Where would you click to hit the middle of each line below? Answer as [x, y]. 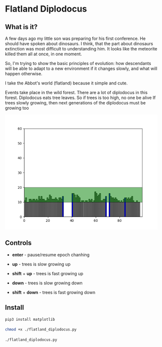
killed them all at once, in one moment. [44, 54]
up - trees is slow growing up [41, 264]
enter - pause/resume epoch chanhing [51, 255]
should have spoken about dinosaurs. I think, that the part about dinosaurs [79, 44]
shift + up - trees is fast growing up [48, 273]
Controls [18, 243]
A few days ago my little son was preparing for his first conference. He [75, 38]
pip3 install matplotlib [30, 319]
